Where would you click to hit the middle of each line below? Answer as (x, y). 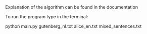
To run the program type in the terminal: (47, 17)
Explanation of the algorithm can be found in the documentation (71, 7)
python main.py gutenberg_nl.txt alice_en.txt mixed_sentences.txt (73, 26)
